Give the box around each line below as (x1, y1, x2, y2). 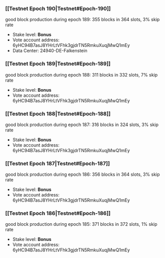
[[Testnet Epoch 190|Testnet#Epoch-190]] (5, 5, 111, 12)
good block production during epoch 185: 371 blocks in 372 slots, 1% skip (5, 221, 157, 227)
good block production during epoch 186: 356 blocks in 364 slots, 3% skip (5, 171, 160, 177)
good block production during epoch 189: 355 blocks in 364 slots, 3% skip (5, 17, 160, 23)
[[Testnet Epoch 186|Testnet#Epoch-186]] (5, 210, 111, 217)
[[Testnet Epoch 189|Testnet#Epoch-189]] (5, 60, 111, 68)
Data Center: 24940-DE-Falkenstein (12, 48, 88, 54)
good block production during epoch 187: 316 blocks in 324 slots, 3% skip (5, 121, 159, 127)
